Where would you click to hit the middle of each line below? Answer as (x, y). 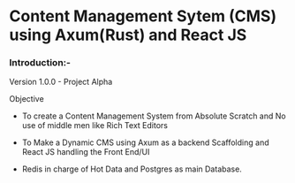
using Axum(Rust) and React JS (128, 35)
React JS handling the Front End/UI (86, 152)
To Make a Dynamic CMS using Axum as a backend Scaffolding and (145, 142)
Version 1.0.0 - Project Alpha (61, 82)
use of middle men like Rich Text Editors (95, 126)
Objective (26, 99)
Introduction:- (40, 63)
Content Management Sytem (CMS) (143, 16)
